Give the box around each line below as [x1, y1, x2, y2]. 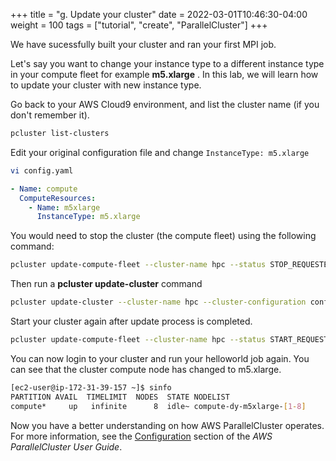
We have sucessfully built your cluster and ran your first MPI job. [10, 39, 277, 50]
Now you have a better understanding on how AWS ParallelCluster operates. [10, 419, 325, 431]
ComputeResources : [19, 193, 97, 203]
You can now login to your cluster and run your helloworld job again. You [10, 352, 310, 364]
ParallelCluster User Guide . [10, 440, 123, 453]
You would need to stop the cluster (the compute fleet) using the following [10, 230, 317, 242]
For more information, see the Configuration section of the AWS [10, 430, 273, 442]
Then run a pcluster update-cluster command [10, 278, 203, 290]
